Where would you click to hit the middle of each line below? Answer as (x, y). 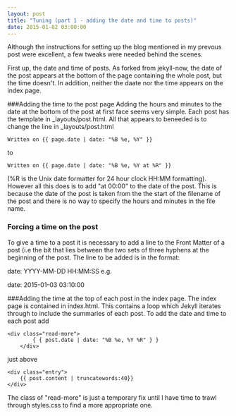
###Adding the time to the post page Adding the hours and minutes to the (114, 104)
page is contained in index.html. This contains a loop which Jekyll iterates (114, 306)
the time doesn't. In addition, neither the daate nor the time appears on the (116, 83)
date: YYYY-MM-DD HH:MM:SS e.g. (60, 271)
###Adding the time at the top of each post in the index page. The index (112, 298)
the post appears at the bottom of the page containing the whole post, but (115, 75)
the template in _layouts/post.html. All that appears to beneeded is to (107, 119)
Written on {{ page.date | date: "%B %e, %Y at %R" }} (89, 166)
